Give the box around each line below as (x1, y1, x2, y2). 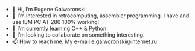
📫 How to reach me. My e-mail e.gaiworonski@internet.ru (11, 38, 157, 45)
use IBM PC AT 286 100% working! (11, 19, 100, 25)
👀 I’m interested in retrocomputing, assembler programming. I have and (11, 12, 190, 19)
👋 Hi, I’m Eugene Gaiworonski (11, 6, 86, 13)
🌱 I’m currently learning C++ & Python (11, 25, 107, 32)
